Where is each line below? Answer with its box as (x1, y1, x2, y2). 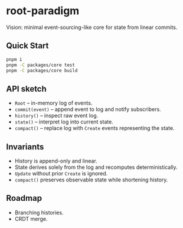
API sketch (6, 84, 47, 94)
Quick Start (6, 41, 49, 51)
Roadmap (6, 193, 43, 203)
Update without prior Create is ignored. (14, 170, 108, 177)
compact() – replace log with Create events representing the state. (14, 125, 175, 132)
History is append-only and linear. (14, 158, 97, 164)
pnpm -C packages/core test (6, 62, 76, 68)
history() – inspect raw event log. (14, 112, 99, 119)
